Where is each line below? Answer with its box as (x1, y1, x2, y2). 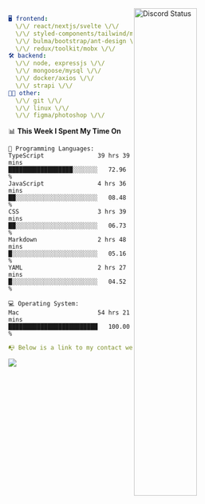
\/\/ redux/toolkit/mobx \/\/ (15, 44, 116, 53)
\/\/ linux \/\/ (15, 104, 69, 112)
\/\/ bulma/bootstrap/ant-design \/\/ (15, 37, 145, 45)
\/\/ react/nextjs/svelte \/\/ (15, 22, 120, 30)
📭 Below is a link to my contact (8, 344, 122, 352)
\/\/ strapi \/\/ (15, 82, 73, 90)
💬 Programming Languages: (8, 145, 94, 153)
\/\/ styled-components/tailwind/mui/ (15, 30, 145, 38)
